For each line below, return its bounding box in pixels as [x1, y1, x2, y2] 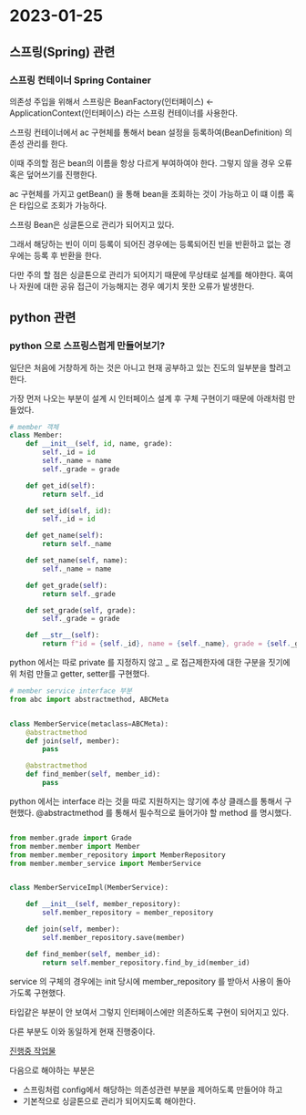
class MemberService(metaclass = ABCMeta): [9, 719, 169, 728]
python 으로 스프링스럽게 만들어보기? [9, 339, 166, 352]
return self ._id [42, 490, 104, 499]
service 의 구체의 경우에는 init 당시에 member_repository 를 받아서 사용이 [9, 976, 275, 986]
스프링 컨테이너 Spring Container [9, 74, 152, 87]
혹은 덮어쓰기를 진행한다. [9, 169, 97, 180]
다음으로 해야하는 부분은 [9, 1064, 96, 1076]
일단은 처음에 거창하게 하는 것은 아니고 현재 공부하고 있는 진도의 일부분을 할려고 [9, 362, 291, 373]
